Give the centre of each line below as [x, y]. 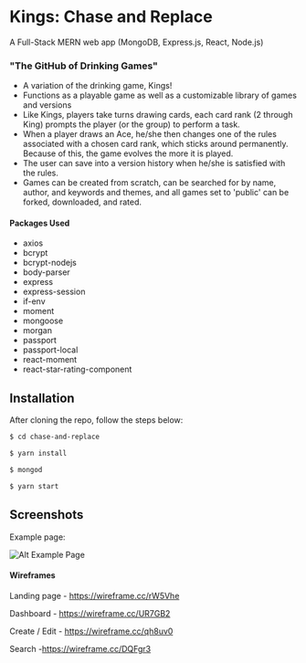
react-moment [50, 360]
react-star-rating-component [77, 369]
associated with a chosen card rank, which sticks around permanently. [156, 144]
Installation [42, 398]
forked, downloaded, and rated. [82, 202]
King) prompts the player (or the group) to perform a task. [131, 124]
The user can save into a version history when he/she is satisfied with [154, 163]
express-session [54, 292]
